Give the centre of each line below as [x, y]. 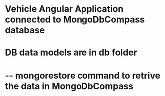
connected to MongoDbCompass [75, 20]
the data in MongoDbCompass [69, 86]
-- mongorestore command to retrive [83, 75]
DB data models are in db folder [71, 53]
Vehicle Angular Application [64, 9]
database [25, 30]
